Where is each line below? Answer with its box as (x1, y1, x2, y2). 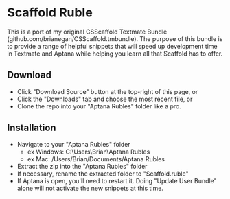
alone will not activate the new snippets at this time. (16, 184, 163, 192)
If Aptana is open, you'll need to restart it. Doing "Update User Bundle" (16, 176, 218, 185)
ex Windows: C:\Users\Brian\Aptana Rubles (27, 148, 150, 156)
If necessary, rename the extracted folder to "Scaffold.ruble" (16, 169, 189, 178)
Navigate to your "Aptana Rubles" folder (16, 140, 130, 148)
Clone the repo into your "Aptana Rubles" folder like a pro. (16, 102, 182, 110)
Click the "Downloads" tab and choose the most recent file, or (16, 95, 193, 103)
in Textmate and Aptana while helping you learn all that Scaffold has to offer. (7, 49, 223, 58)
